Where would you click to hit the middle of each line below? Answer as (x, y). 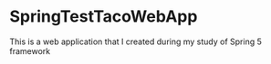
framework (30, 50)
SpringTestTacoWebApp (104, 17)
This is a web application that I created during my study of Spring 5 (135, 41)
